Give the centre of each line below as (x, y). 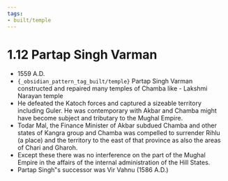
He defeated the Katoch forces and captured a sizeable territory (109, 103)
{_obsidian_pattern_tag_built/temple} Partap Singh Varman (105, 81)
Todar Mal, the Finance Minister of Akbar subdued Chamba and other (117, 125)
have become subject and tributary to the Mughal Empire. (100, 118)
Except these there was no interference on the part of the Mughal (111, 155)
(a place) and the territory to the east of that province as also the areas (119, 141)
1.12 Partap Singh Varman (82, 55)
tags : (15, 14)
